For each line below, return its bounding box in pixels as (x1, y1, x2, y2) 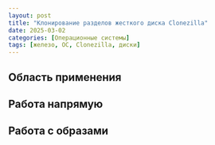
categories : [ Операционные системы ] (8, 33, 130, 42)
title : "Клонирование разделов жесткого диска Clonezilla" (8, 19, 209, 27)
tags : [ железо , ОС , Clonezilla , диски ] (8, 41, 141, 49)
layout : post (8, 11, 52, 20)
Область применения (8, 71, 122, 84)
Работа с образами (8, 124, 109, 138)
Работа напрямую (8, 97, 104, 111)
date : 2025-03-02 (8, 26, 66, 34)
